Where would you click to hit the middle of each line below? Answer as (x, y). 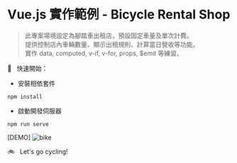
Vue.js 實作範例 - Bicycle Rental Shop (119, 15)
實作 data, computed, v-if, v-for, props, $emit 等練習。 (104, 53)
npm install (25, 96)
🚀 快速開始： (28, 68)
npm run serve (28, 124)
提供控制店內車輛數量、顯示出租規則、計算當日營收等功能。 (112, 44)
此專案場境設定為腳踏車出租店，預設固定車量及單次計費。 (109, 35)
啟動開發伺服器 (39, 111)
